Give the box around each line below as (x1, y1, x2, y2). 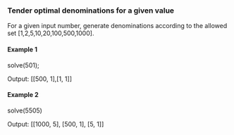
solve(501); (7, 60, 40, 69)
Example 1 (7, 45, 37, 53)
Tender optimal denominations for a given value (7, 6, 175, 15)
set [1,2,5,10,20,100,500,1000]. (7, 29, 94, 37)
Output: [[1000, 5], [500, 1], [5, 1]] (7, 120, 104, 128)
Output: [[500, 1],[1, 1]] (7, 75, 73, 83)
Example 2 (7, 91, 39, 99)
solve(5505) (7, 106, 42, 115)
